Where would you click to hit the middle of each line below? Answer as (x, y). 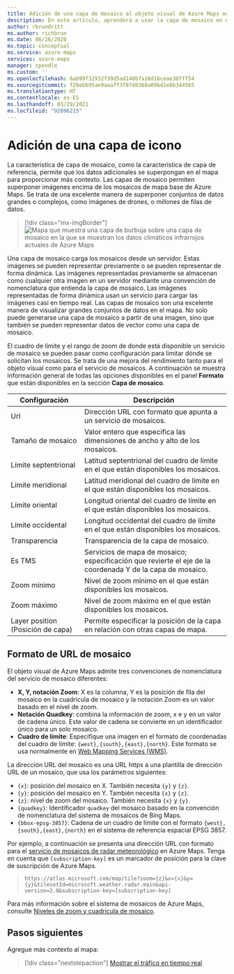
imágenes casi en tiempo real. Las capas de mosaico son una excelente (110, 302)
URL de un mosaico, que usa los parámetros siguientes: (87, 772)
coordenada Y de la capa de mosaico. (146, 569)
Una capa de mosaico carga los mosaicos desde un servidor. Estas (103, 258)
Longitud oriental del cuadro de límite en (150, 500)
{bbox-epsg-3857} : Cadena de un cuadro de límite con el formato (110, 822)
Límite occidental (39, 525)
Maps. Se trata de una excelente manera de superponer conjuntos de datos (116, 194)
